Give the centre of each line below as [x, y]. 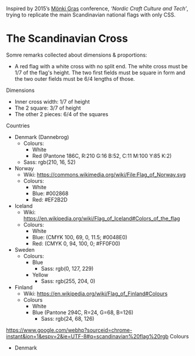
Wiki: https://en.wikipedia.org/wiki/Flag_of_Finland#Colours [95, 294]
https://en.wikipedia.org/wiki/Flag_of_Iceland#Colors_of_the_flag [102, 218]
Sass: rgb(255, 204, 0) [68, 281]
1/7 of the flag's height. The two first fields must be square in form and [100, 72]
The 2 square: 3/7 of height [48, 108]
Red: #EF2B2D [50, 199]
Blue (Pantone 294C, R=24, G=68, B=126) [83, 312]
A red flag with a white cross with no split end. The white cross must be [101, 66]
